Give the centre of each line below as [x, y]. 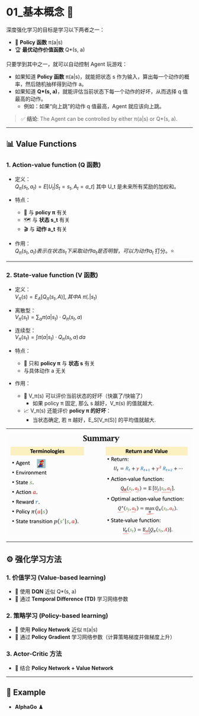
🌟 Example [26, 692]
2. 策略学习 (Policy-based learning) [57, 615]
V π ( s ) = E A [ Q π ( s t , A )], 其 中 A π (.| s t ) [56, 297]
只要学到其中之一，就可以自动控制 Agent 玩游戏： [67, 64]
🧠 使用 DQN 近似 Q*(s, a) [46, 591]
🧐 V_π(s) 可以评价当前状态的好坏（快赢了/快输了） [85, 396]
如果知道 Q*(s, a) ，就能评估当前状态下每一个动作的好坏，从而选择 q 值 [101, 91]
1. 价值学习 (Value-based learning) [56, 578]
